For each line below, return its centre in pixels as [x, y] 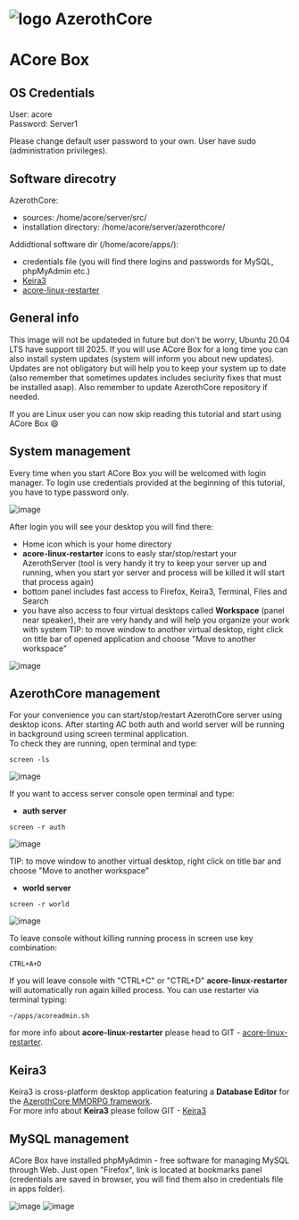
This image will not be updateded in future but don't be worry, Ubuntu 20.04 [149, 339]
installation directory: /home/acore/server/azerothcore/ [124, 227]
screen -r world [39, 905]
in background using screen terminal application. [99, 734]
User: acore [31, 114]
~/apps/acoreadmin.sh [50, 1016]
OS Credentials [52, 92]
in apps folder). [37, 1189]
